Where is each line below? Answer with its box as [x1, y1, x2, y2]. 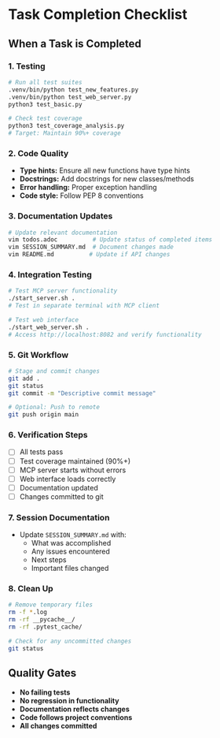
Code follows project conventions [19, 712, 133, 722]
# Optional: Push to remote [8, 404, 101, 412]
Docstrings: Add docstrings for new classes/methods [19, 174, 195, 184]
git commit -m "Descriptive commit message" [8, 389, 156, 397]
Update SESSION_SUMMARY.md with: [19, 530, 127, 539]
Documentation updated [19, 483, 98, 492]
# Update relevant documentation [8, 229, 118, 237]
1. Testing [8, 61, 46, 72]
